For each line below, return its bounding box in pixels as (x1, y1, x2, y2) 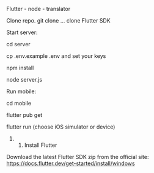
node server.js (6, 76, 43, 83)
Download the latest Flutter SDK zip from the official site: (6, 154, 149, 160)
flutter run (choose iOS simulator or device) (6, 123, 116, 130)
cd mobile (6, 100, 32, 107)
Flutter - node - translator (6, 5, 71, 12)
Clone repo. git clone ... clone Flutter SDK (6, 17, 111, 24)
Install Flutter (24, 141, 57, 149)
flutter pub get (6, 111, 43, 118)
